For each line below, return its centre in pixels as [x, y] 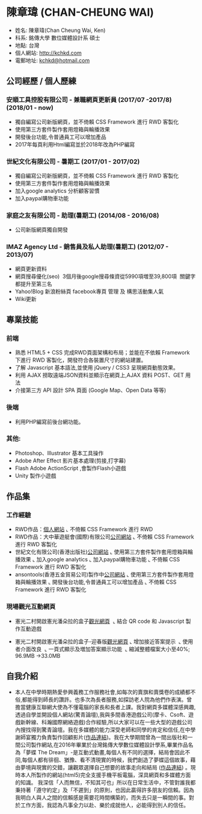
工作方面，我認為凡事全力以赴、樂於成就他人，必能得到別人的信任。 [105, 805]
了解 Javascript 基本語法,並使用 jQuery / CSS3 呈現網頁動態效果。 [96, 368]
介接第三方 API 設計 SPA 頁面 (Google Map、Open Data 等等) [90, 390]
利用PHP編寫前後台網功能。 [49, 421]
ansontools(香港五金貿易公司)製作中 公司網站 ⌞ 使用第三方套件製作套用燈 [104, 575]
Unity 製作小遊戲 [35, 475]
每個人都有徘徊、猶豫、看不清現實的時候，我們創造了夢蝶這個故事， [106, 760]
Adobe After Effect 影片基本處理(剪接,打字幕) [70, 460]
